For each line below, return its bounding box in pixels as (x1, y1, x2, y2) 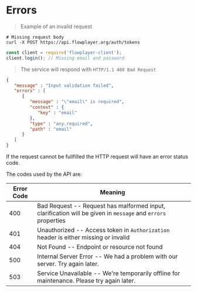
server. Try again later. (37, 260, 100, 268)
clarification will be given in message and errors (37, 209, 166, 218)
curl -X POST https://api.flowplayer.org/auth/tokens (6, 39, 141, 45)
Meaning (100, 188, 125, 196)
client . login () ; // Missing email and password (6, 55, 125, 61)
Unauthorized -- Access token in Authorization (37, 226, 170, 235)
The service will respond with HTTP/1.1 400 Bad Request (20, 66, 157, 73)
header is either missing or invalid (37, 233, 130, 242)
